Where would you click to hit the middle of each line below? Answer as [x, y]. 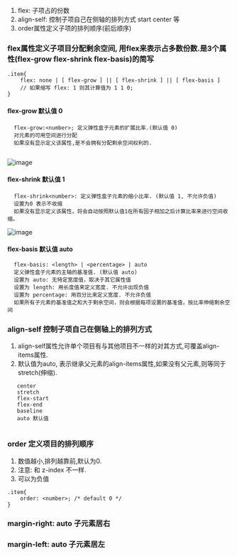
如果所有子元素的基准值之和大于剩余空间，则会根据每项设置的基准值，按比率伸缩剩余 [119, 302]
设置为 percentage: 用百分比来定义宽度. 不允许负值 [82, 295]
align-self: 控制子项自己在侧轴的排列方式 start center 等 [98, 19]
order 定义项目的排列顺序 [51, 444]
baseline [29, 411]
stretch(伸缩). [37, 373]
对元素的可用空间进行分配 [46, 135]
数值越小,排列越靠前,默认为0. [60, 461]
